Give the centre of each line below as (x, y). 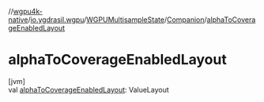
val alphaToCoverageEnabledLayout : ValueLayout (89, 89)
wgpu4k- (28, 11)
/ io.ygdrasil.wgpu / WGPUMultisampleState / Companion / (117, 20)
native (18, 20)
